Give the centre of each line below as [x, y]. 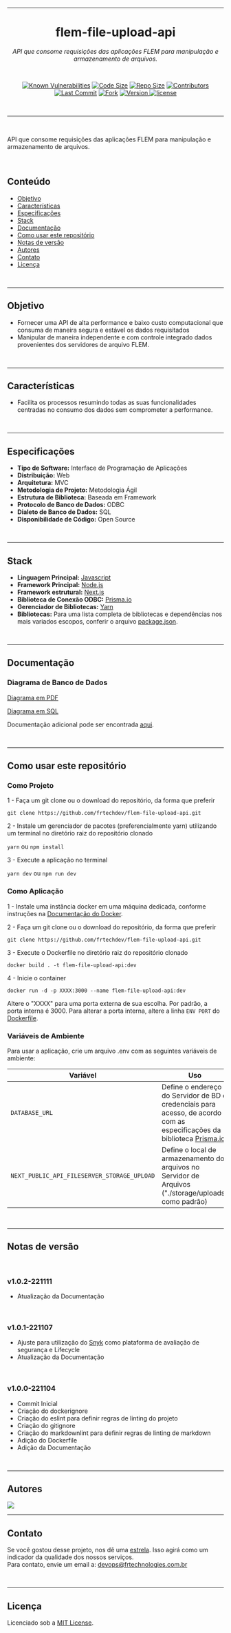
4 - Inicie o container [37, 978]
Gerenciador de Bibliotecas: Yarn [65, 607]
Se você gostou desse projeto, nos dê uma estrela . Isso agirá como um [108, 1550]
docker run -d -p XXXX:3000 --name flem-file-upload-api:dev [97, 991]
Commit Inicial [37, 1403]
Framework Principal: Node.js [60, 585]
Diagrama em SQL [33, 711]
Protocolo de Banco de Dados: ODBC [71, 505]
